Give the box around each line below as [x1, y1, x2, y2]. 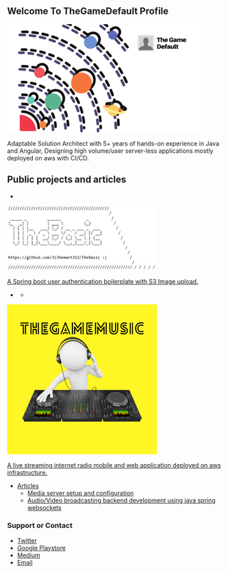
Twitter [16, 536, 38, 544]
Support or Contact [7, 521, 73, 531]
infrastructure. [7, 469, 48, 477]
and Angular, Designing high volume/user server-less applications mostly [7, 147, 214, 155]
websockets [27, 504, 62, 512]
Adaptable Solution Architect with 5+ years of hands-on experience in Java [7, 139, 220, 147]
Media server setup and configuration [27, 489, 134, 498]
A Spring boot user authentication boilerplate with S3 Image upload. [7, 278, 199, 286]
